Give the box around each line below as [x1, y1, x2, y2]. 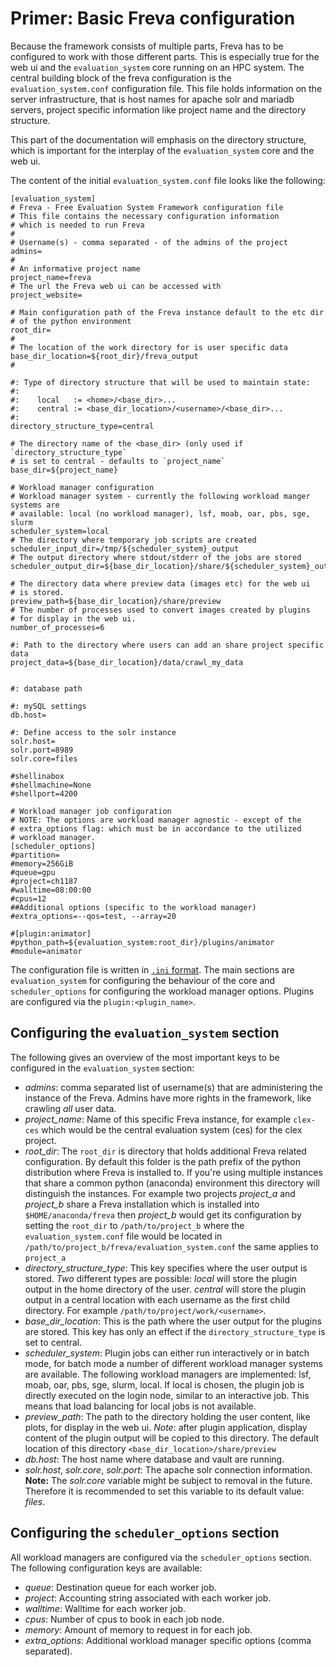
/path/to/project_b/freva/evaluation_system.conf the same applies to [24, 1240, 319, 1252]
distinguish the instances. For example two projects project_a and [24, 1187, 296, 1199]
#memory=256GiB [10, 858, 74, 869]
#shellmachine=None [10, 780, 92, 790]
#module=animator [10, 946, 83, 956]
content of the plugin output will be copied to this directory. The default [24, 1432, 320, 1444]
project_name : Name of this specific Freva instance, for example [24, 1113, 292, 1125]
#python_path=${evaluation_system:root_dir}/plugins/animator [10, 937, 275, 947]
